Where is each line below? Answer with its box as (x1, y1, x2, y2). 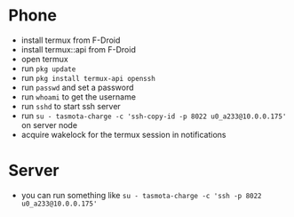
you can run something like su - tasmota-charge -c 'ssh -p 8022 (20, 189, 263, 200)
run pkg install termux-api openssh (20, 72, 156, 83)
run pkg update (20, 63, 76, 74)
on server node (20, 119, 77, 130)
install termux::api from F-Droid (20, 44, 137, 54)
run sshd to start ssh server (20, 100, 121, 111)
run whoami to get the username (20, 91, 137, 102)
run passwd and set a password (20, 82, 134, 92)
